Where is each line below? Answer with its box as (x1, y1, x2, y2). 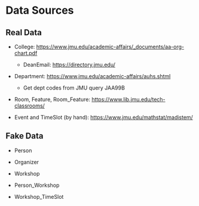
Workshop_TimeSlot (14, 193, 64, 200)
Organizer (14, 158, 39, 165)
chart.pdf (14, 50, 38, 57)
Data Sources (5, 4, 74, 17)
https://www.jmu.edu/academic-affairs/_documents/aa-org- (36, 43, 185, 50)
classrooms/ (14, 102, 45, 109)
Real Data (5, 27, 42, 38)
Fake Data (5, 131, 44, 141)
